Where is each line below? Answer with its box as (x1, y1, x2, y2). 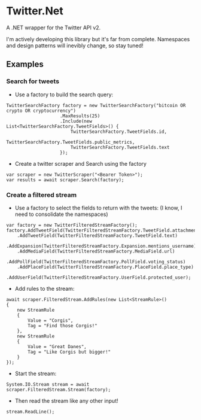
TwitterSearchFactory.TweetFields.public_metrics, (6, 139, 135, 145)
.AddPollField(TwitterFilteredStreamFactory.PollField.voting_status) (6, 258, 186, 264)
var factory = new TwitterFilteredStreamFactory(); (6, 222, 138, 228)
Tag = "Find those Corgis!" (28, 322, 98, 328)
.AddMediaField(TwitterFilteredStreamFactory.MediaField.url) (17, 248, 175, 254)
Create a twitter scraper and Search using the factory (14, 160, 147, 167)
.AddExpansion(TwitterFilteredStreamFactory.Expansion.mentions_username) (6, 243, 197, 249)
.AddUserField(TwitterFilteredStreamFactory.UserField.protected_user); (6, 274, 191, 281)
